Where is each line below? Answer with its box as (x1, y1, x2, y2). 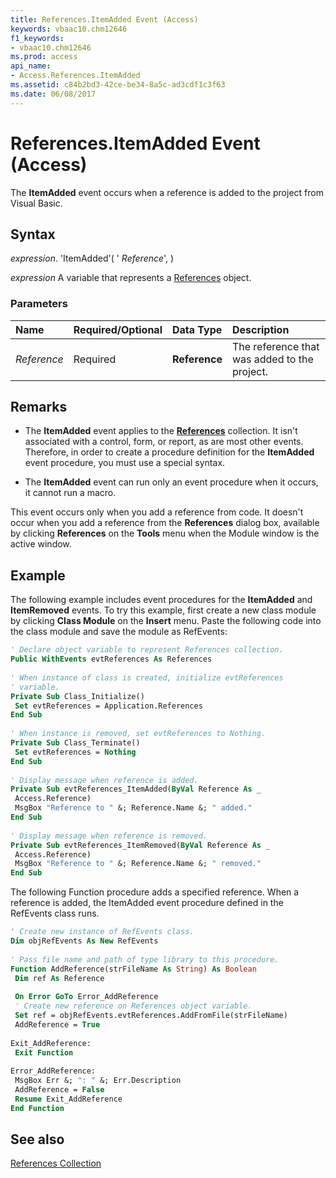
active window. (10, 538, 72, 550)
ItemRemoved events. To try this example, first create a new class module (10, 604, 317, 616)
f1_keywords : (10, 33, 65, 43)
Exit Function (14, 1047, 74, 1058)
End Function (10, 1103, 65, 1113)
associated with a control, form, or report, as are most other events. (24, 436, 304, 448)
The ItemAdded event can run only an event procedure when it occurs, (24, 476, 319, 488)
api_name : (10, 61, 52, 71)
